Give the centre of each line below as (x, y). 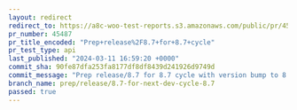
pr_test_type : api (42, 51)
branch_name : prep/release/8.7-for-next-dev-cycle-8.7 (112, 83)
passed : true (32, 91)
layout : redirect (40, 17)
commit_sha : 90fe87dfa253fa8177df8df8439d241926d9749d (112, 67)
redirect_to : (32, 26)
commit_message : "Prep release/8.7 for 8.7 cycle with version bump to (143, 75)
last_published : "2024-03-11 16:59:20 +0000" (94, 59)
